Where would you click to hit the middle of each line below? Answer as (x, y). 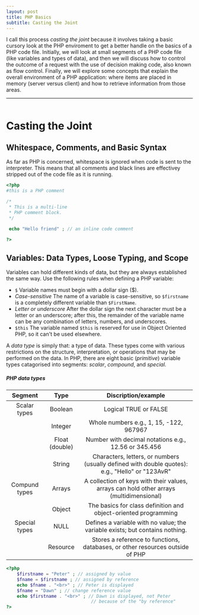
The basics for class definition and (136, 506)
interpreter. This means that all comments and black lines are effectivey (93, 168)
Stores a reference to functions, (136, 540)
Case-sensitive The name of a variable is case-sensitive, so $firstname (102, 297)
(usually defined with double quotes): (136, 464)
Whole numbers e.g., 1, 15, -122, (136, 423)
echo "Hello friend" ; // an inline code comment (71, 229)
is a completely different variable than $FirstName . (76, 302)
